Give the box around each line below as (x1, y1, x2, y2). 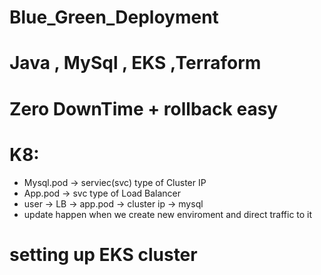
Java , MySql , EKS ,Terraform (9, 52, 262, 75)
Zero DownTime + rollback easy (9, 97, 279, 120)
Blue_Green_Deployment (9, 6, 219, 29)
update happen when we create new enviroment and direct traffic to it (23, 208, 313, 220)
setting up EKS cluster (9, 243, 198, 266)
